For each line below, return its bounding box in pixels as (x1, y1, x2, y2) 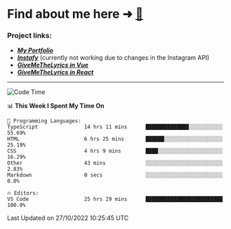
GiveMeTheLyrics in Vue (16, 61, 89, 69)
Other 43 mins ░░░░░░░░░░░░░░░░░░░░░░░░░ (7, 160, 223, 167)
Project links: (7, 31, 52, 41)
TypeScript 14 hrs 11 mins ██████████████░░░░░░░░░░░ (7, 124, 223, 131)
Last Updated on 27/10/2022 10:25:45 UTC (7, 214, 129, 222)
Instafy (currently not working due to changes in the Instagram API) (16, 54, 210, 62)
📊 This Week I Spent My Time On (7, 102, 104, 110)
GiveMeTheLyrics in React (16, 68, 94, 76)
